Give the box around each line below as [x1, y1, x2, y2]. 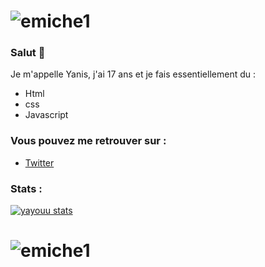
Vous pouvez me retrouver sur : [10, 134, 167, 148]
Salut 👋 [10, 46, 46, 60]
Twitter [24, 156, 55, 169]
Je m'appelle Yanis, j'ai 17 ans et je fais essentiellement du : [10, 68, 256, 80]
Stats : [10, 181, 43, 195]
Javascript [24, 109, 69, 121]
